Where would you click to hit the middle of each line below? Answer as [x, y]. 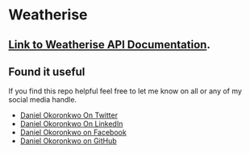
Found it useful [47, 71]
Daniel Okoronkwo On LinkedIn [71, 124]
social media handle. [43, 100]
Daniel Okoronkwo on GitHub [68, 141]
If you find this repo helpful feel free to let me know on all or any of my [125, 91]
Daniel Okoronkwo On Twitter [69, 115]
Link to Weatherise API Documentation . [110, 45]
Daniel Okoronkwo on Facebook [73, 132]
